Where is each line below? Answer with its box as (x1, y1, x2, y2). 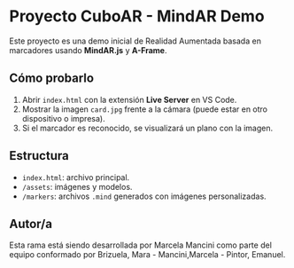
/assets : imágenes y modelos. (21, 181, 133, 192)
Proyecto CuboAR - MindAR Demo (9, 6, 265, 27)
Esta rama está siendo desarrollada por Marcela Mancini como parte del (9, 240, 273, 250)
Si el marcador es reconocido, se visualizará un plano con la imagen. (21, 122, 274, 133)
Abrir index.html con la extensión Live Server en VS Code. (21, 94, 237, 105)
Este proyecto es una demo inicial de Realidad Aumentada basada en (9, 35, 261, 46)
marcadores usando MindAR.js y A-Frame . (9, 44, 167, 55)
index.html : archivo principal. (21, 171, 130, 183)
